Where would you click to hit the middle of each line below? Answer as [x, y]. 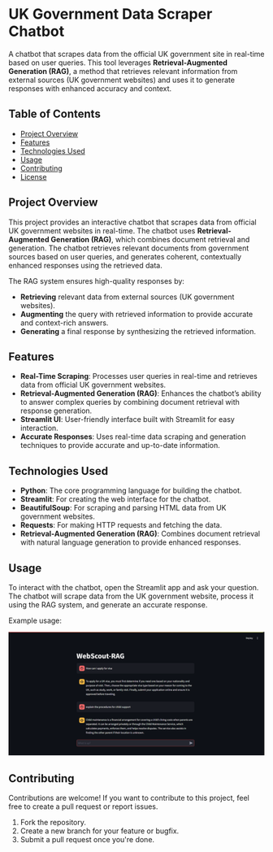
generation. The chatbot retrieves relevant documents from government [129, 248]
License [33, 176]
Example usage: [35, 620]
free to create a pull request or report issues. [83, 806]
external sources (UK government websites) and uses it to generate [122, 80]
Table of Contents [55, 114]
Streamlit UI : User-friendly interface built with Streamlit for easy [128, 419]
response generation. [56, 411]
